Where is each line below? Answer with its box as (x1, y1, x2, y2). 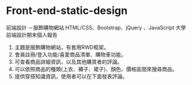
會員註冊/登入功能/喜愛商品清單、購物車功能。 (14, 51, 126, 58)
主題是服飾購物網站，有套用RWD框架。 (14, 44, 109, 51)
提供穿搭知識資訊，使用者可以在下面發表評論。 (14, 73, 128, 80)
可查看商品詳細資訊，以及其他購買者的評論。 (14, 58, 123, 65)
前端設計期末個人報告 (6, 31, 57, 38)
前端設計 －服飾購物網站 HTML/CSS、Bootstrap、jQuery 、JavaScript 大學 (6, 24, 186, 31)
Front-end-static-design (6, 4, 128, 17)
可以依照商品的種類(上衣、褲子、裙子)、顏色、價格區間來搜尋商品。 (14, 65, 178, 72)
